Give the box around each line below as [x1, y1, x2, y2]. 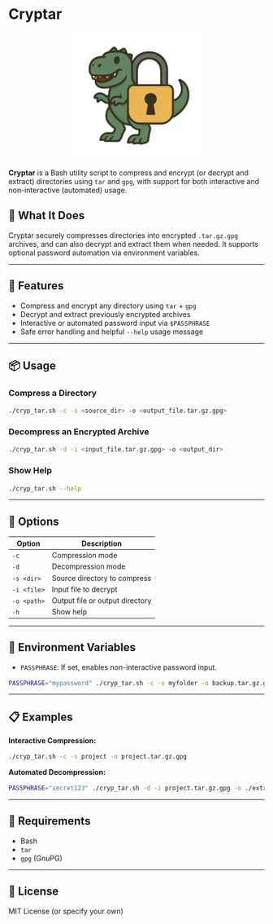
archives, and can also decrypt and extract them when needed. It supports [8, 239, 258, 249]
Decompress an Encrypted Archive [8, 426, 149, 438]
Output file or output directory [51, 596, 152, 605]
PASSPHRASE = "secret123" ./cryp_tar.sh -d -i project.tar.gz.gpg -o [8, 784, 242, 793]
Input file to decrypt [51, 584, 118, 594]
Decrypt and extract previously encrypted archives [19, 309, 191, 319]
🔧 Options [8, 514, 59, 528]
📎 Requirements [8, 814, 91, 828]
